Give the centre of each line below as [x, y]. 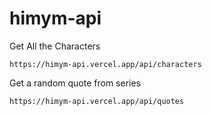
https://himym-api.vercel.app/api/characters [105, 64]
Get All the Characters [55, 46]
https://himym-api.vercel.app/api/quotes [97, 101]
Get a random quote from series [75, 83]
